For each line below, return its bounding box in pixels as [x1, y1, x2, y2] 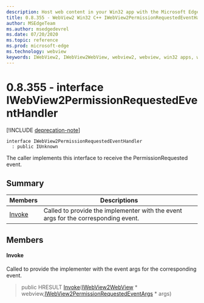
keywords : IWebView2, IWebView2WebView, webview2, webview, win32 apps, [6, 54, 194, 60]
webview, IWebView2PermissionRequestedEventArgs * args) [21, 290, 172, 297]
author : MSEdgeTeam [6, 20, 56, 26]
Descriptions [100, 196, 138, 204]
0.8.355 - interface [6, 80, 104, 94]
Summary [6, 178, 44, 189]
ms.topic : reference [6, 37, 59, 43]
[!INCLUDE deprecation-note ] [6, 126, 81, 134]
